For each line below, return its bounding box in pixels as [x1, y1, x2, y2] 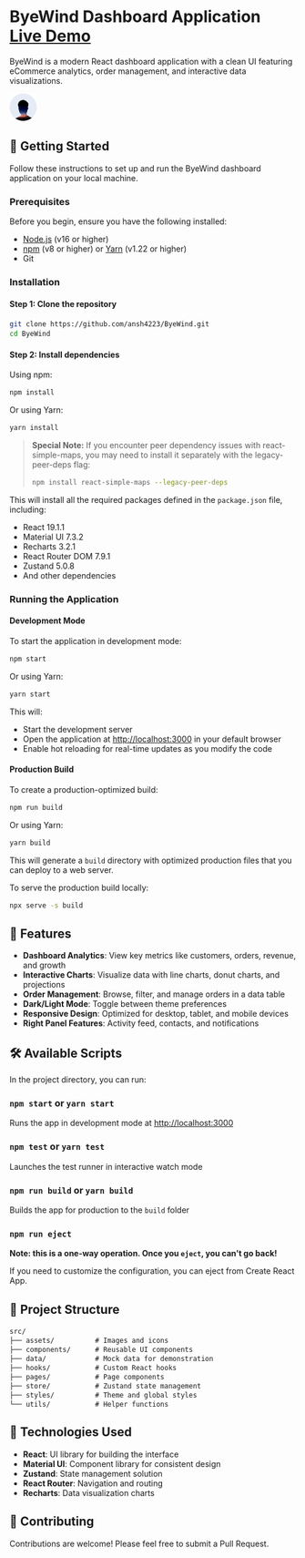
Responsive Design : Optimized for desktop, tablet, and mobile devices [22, 1009, 290, 1020]
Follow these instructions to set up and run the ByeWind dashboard [9, 162, 261, 174]
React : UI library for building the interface [22, 1449, 179, 1460]
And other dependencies [22, 569, 117, 580]
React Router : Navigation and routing [22, 1478, 164, 1489]
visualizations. [9, 75, 64, 86]
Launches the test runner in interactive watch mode [9, 1161, 203, 1172]
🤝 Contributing [9, 1514, 95, 1530]
